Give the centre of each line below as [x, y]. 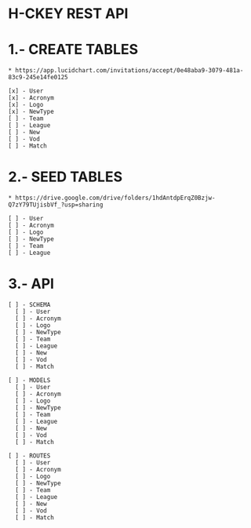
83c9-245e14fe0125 [38, 78]
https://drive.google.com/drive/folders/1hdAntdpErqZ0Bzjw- [115, 198]
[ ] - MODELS [29, 381]
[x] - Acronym [31, 98]
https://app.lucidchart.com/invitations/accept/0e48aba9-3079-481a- [129, 71]
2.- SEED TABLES [65, 177]
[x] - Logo [26, 105]
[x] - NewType [31, 112]
